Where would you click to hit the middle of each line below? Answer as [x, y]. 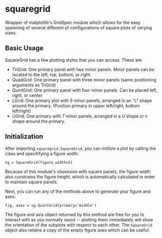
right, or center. [28, 95]
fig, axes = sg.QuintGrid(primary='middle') [51, 205]
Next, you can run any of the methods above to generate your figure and [78, 191]
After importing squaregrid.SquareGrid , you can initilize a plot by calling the [81, 148]
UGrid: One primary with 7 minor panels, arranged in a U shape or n [80, 116]
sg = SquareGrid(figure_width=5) [39, 162]
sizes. [11, 33]
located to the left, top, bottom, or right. [52, 75]
